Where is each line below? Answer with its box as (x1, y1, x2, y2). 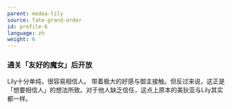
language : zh (7, 29, 45, 37)
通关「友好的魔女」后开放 (7, 60, 93, 70)
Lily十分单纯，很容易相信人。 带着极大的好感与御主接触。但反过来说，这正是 (7, 77, 225, 85)
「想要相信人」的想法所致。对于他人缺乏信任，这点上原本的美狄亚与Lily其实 (7, 86, 224, 94)
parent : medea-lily (7, 10, 64, 17)
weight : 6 (7, 36, 36, 43)
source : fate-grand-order (7, 17, 82, 24)
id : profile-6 (7, 23, 48, 30)
